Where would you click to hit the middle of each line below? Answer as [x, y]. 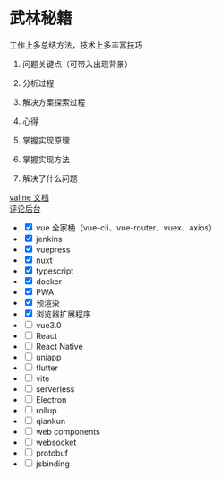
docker [49, 281]
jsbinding [52, 464]
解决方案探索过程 [54, 102]
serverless [55, 389]
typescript [55, 271]
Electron [51, 399]
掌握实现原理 [46, 140]
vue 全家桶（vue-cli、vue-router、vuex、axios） [126, 227]
